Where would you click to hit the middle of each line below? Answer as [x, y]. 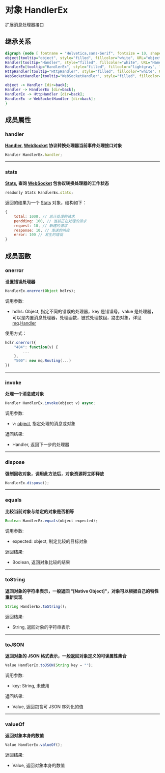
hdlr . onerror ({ [21, 342]
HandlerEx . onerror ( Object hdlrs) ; [41, 291]
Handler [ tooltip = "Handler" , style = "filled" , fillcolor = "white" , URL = [78, 62]
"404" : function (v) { [36, 347]
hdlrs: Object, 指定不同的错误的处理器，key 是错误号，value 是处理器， [84, 311]
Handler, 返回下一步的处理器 [41, 445]
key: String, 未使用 [31, 685]
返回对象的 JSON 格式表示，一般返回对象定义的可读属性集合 [66, 656]
